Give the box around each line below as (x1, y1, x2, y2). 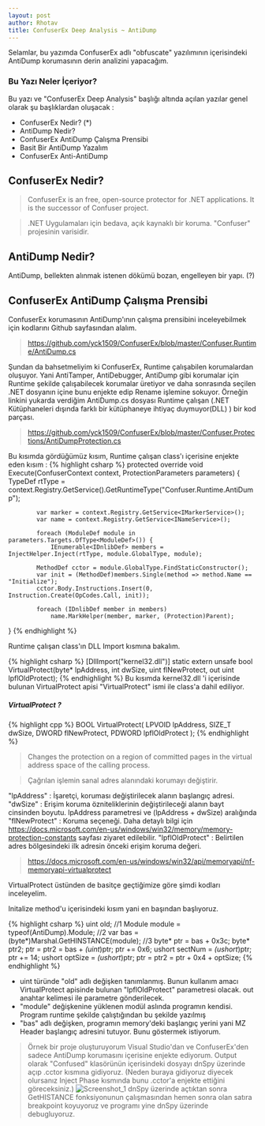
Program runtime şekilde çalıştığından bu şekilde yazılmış (19, 1010, 207, 1019)
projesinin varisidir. (27, 227, 89, 237)
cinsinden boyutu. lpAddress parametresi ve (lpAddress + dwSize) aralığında (8, 808, 257, 817)
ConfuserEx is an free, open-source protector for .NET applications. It (27, 195, 255, 205)
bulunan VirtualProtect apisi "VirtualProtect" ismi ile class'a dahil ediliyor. (8, 682, 244, 692)
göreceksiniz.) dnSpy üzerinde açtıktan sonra (27, 1084, 227, 1094)
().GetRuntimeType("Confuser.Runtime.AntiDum (98, 485, 254, 494)
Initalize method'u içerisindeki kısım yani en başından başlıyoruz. (8, 904, 219, 914)
